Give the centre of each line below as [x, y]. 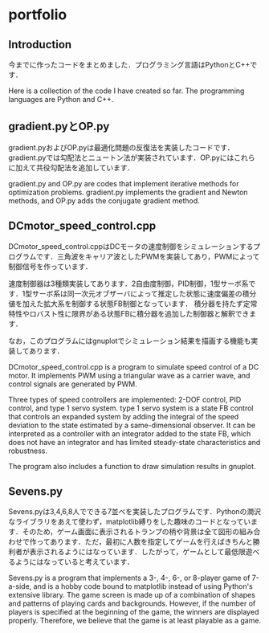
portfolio [38, 15]
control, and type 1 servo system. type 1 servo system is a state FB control [131, 408]
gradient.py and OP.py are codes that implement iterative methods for [124, 183]
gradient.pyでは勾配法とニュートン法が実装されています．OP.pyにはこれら [132, 157]
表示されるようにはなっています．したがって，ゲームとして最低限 [138, 552]
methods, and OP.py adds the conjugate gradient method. [104, 200]
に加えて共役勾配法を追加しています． [71, 167]
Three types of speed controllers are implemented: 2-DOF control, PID [125, 399]
